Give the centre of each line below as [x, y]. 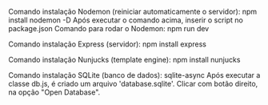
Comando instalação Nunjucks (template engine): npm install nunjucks [124, 60]
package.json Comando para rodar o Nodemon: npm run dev [109, 28]
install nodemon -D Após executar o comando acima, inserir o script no [126, 20]
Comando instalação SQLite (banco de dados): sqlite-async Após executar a [134, 75]
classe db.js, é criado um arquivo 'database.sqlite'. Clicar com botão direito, [133, 84]
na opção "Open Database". [54, 92]
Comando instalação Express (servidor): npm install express [107, 44]
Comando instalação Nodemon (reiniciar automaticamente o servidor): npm [133, 12]
